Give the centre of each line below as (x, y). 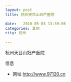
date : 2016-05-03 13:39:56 (35, 24)
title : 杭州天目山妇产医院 (30, 15)
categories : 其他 (22, 28)
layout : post (19, 10)
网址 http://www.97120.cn (39, 74)
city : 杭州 (16, 33)
